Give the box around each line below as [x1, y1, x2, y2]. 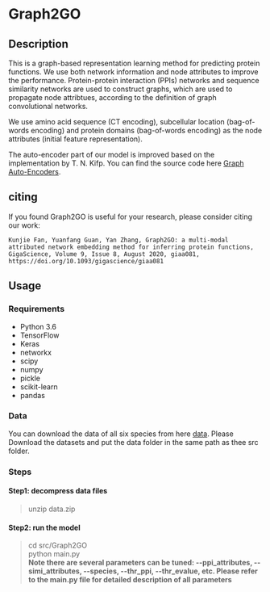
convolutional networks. [8, 102, 89, 111]
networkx [19, 347, 52, 357]
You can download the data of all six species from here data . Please [8, 429, 234, 439]
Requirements [8, 304, 65, 315]
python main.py [27, 549, 81, 559]
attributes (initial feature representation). [8, 134, 143, 144]
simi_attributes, [27, 566, 82, 576]
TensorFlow [19, 330, 60, 340]
